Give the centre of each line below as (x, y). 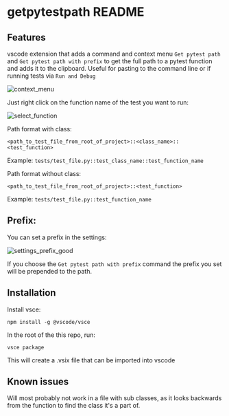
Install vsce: (24, 309)
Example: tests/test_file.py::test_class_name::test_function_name (106, 160)
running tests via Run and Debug (51, 76)
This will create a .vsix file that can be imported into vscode (91, 360)
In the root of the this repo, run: (51, 335)
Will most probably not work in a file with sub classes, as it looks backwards (114, 398)
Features (26, 37)
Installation (32, 293)
